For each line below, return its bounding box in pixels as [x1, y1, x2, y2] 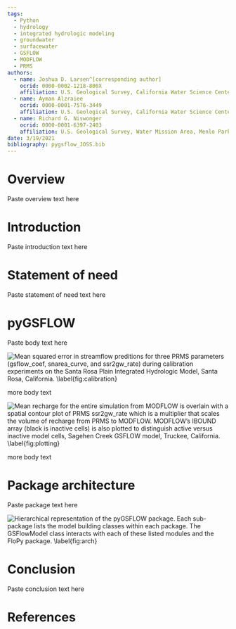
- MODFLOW [13, 56, 42, 63]
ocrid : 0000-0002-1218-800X [20, 82, 102, 89]
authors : [7, 69, 33, 76]
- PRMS [13, 63, 33, 70]
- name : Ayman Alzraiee [13, 96, 83, 103]
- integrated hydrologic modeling [13, 30, 114, 37]
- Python [13, 17, 39, 24]
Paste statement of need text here [7, 290, 106, 299]
